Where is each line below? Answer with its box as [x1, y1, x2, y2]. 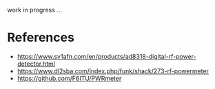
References [7, 30, 74, 45]
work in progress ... [7, 6, 62, 14]
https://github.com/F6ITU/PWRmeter [17, 74, 122, 82]
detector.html [17, 60, 55, 68]
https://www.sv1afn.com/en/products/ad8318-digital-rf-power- [17, 52, 196, 60]
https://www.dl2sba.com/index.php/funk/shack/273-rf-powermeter [17, 66, 209, 75]
